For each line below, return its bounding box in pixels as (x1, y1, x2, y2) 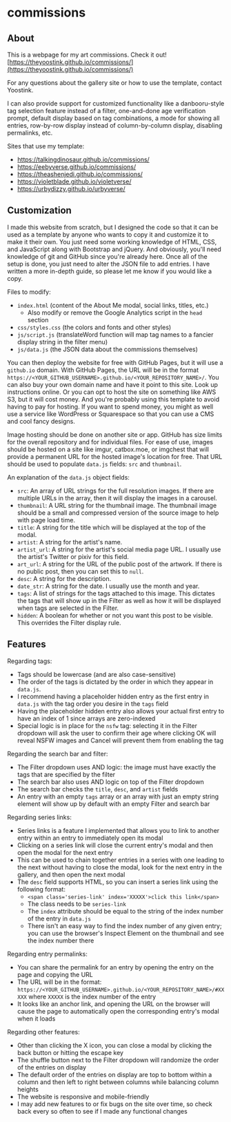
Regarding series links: (7, 813, 72, 821)
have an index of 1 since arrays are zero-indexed (17, 714, 156, 722)
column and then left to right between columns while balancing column (17, 1078, 219, 1086)
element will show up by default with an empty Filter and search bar (17, 799, 210, 808)
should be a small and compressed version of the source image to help (17, 509, 219, 517)
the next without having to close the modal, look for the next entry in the (17, 863, 223, 871)
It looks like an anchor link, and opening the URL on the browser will (17, 999, 210, 1008)
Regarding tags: (7, 657, 52, 665)
